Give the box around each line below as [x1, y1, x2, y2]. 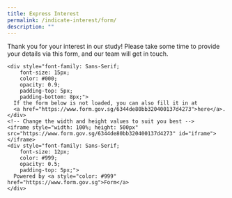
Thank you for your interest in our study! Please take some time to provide [7, 43, 220, 51]
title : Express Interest [7, 10, 79, 17]
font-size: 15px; [20, 69, 70, 77]
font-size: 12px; [20, 148, 70, 155]
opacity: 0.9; [20, 82, 61, 89]
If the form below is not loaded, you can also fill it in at [13, 100, 198, 107]
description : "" [7, 23, 54, 30]
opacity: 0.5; [20, 161, 61, 168]
